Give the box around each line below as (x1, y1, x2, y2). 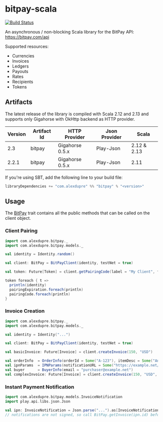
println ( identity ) (9, 282, 47, 287)
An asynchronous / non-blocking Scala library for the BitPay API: (5, 29, 134, 35)
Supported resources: (5, 43, 49, 49)
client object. (5, 215, 31, 221)
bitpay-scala (5, 3, 57, 15)
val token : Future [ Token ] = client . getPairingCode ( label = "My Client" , (5, 269, 155, 274)
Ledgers (12, 63, 29, 69)
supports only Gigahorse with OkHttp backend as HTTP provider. (5, 116, 135, 122)
